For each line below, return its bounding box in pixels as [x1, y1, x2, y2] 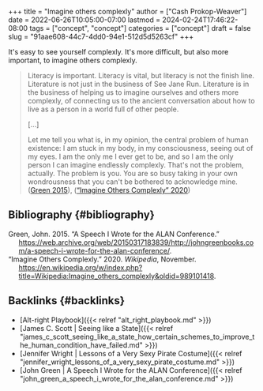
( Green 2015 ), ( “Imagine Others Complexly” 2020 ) [27, 186, 191, 194]
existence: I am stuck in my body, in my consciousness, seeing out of [27, 144, 254, 152]
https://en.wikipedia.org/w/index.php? [18, 262, 143, 272]
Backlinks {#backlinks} [8, 294, 125, 307]
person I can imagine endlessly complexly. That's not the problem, [27, 160, 244, 169]
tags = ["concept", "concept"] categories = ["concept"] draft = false [29, 24, 251, 32]
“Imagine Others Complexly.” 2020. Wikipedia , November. [8, 254, 197, 264]
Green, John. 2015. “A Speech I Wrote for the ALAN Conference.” [8, 229, 220, 239]
